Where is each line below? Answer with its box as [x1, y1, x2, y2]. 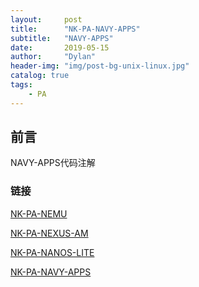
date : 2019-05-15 [10, 42, 110, 53]
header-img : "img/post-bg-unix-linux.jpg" [10, 61, 190, 71]
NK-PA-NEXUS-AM [10, 227, 89, 239]
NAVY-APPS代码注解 [10, 157, 96, 169]
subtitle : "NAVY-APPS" [10, 33, 114, 43]
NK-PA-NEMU [10, 207, 68, 220]
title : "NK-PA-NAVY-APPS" [10, 24, 141, 34]
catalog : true [10, 71, 70, 81]
